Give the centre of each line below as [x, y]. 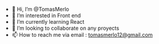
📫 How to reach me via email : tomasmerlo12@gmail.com [82, 35]
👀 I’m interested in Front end [46, 15]
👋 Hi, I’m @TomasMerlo [40, 9]
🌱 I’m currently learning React [48, 22]
